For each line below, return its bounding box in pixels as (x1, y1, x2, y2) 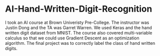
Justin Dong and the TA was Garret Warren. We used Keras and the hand (5, 24, 152, 30)
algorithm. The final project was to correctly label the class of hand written (5, 40, 156, 46)
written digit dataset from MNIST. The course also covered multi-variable (5, 30, 153, 36)
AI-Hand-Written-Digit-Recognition (5, 3, 153, 15)
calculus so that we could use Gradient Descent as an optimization (5, 35, 139, 41)
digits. (5, 45, 18, 51)
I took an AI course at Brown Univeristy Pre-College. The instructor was (5, 19, 149, 25)
